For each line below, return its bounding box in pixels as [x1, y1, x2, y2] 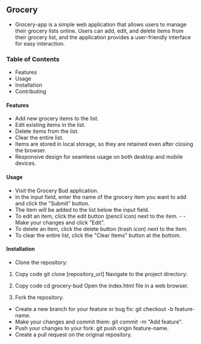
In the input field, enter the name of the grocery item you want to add [14, 193, 187, 200]
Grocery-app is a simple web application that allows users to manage [14, 20, 187, 28]
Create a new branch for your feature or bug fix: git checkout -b [14, 305, 173, 312]
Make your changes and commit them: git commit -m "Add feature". [14, 318, 183, 325]
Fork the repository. [14, 293, 64, 301]
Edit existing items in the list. [14, 121, 86, 129]
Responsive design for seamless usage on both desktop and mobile [14, 153, 184, 161]
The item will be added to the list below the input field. [14, 206, 150, 213]
